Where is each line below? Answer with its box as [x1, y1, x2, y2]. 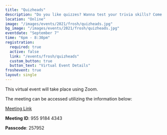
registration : [5, 40, 35, 45]
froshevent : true [5, 68, 41, 73]
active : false [9, 49, 39, 54]
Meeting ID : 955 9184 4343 [5, 115, 62, 121]
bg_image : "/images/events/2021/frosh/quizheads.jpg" [5, 26, 120, 31]
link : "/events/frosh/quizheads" [9, 53, 79, 59]
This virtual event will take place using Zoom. [5, 86, 98, 92]
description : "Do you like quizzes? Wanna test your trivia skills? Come [5, 12, 162, 17]
